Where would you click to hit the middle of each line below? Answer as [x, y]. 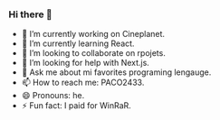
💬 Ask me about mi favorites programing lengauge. [116, 72]
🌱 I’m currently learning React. [78, 43]
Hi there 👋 [31, 14]
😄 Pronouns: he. [53, 96]
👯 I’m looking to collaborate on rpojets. [94, 53]
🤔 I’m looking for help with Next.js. [86, 63]
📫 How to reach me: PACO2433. [83, 83]
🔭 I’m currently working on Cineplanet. [93, 34]
